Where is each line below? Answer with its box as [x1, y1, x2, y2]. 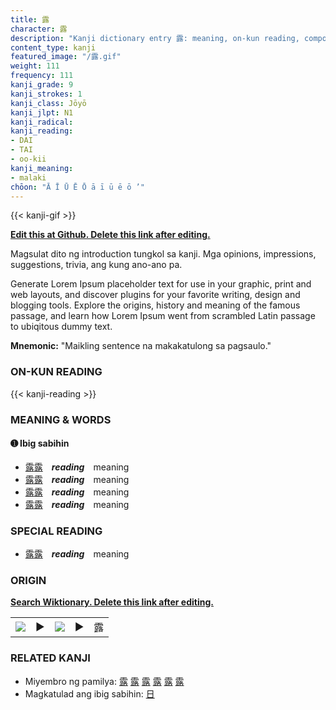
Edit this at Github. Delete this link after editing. [10, 229, 211, 241]
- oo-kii [10, 154, 47, 164]
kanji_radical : [10, 117, 74, 127]
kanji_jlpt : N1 [10, 107, 74, 118]
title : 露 [10, 14, 50, 25]
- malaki [10, 172, 47, 183]
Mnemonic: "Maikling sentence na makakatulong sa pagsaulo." [10, 340, 272, 352]
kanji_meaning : [10, 163, 74, 173]
